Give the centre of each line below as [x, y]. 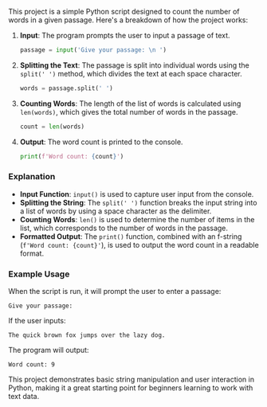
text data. [24, 397]
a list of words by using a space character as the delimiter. [116, 211]
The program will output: [49, 350]
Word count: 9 [32, 365]
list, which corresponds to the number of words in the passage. [124, 228]
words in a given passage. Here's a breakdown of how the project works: [128, 20]
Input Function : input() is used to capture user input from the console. [137, 194]
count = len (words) [52, 127]
